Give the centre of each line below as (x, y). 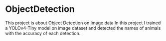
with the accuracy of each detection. (43, 33)
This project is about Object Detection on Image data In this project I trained (83, 23)
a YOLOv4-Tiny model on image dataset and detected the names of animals (83, 28)
